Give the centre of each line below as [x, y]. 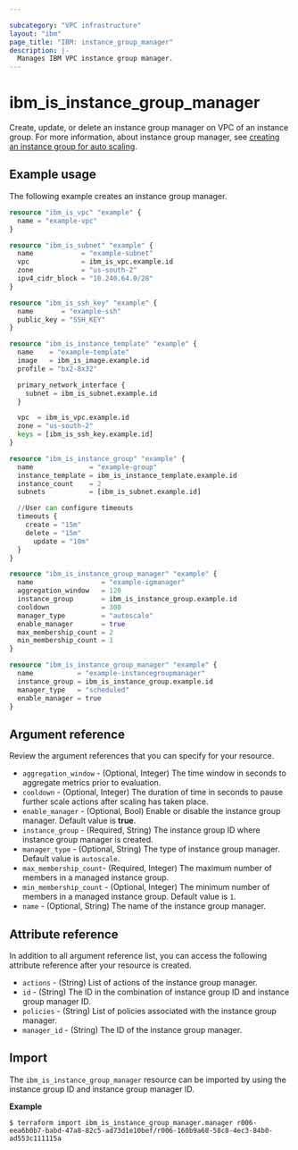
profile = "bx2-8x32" [58, 369]
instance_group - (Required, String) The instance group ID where [141, 830]
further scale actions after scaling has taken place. [115, 802]
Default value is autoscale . [71, 859]
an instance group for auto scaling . [74, 147]
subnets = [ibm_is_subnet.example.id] [109, 492]
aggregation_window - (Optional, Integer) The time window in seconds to [154, 773]
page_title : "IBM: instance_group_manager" [91, 42]
